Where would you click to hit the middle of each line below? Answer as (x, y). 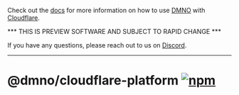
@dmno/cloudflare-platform (93, 80)
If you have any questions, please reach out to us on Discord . (97, 45)
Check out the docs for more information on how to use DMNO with (106, 10)
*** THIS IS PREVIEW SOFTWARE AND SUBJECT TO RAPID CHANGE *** (115, 32)
